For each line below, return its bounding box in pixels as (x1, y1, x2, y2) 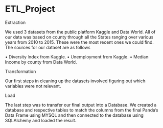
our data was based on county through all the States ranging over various (5, 34, 154, 40)
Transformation (5, 68, 36, 74)
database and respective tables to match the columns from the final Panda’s (5, 107, 159, 113)
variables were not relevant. (5, 83, 61, 89)
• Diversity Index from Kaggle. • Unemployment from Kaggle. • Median (5, 54, 149, 59)
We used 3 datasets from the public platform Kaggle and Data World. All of (5, 29, 156, 35)
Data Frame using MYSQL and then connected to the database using (5, 112, 144, 118)
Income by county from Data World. (5, 59, 77, 65)
